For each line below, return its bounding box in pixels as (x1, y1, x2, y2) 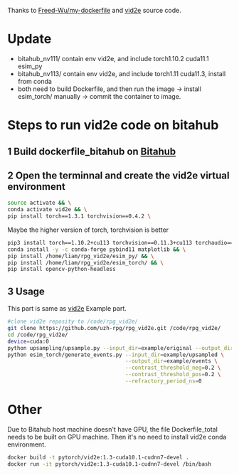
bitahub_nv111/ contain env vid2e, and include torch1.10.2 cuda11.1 (17, 54, 210, 63)
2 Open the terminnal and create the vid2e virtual (7, 169, 230, 181)
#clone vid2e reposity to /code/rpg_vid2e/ (7, 318, 139, 326)
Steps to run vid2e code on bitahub (7, 117, 219, 134)
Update (7, 31, 52, 47)
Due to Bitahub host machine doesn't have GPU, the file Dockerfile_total (7, 425, 218, 433)
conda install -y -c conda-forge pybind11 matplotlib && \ (7, 245, 186, 253)
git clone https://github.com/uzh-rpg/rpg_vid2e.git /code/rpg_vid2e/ (7, 325, 221, 332)
